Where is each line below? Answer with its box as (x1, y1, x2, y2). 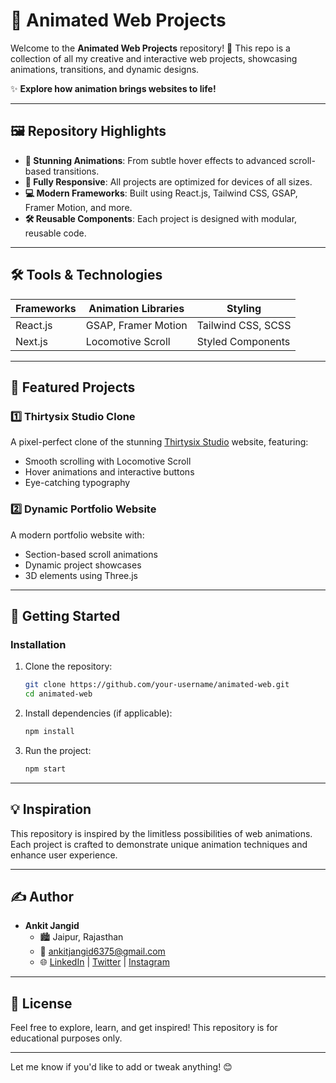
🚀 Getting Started (10, 607, 121, 624)
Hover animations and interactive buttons (24, 466, 195, 478)
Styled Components (196, 334, 291, 348)
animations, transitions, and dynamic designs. (10, 63, 200, 75)
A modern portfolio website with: (10, 529, 145, 541)
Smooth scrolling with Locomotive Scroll (24, 455, 192, 468)
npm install (24, 726, 75, 736)
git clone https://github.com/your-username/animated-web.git (24, 680, 290, 690)
